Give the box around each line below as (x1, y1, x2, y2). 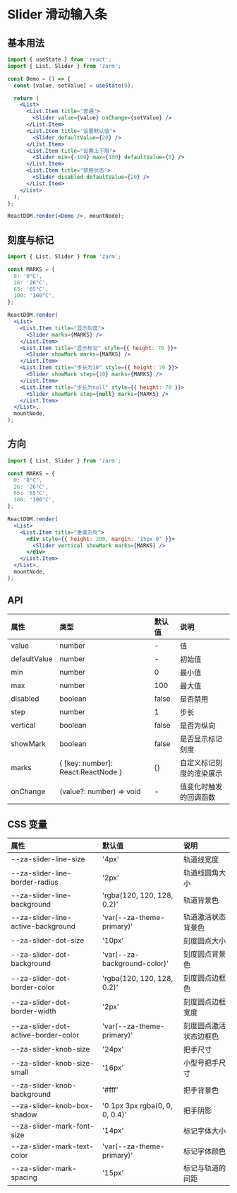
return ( (13, 95, 39, 102)
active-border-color (11, 1030, 80, 1040)
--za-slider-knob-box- (11, 1101, 94, 1111)
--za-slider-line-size (11, 854, 85, 864)
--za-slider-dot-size (11, 936, 85, 945)
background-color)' (102, 959, 169, 969)
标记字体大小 (183, 1126, 226, 1136)
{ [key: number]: (59, 758, 113, 768)
